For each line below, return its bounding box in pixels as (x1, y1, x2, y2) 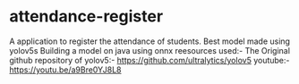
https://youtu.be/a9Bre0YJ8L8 (9, 64, 122, 75)
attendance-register (9, 6, 164, 27)
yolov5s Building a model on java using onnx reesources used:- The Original (9, 45, 291, 55)
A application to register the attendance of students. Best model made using (9, 36, 291, 46)
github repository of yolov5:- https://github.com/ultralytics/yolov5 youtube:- (9, 55, 290, 65)
